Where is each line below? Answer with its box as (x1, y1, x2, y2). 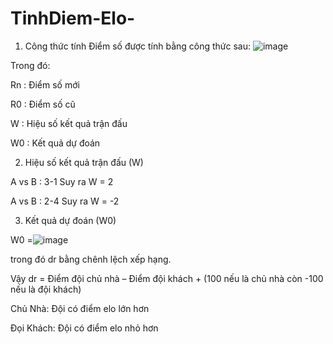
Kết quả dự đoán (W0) (24, 214, 117, 226)
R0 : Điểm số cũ (10, 98, 76, 110)
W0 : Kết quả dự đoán (10, 137, 101, 149)
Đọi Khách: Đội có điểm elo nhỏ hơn (10, 322, 159, 334)
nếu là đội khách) (10, 283, 82, 295)
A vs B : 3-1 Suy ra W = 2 (10, 175, 114, 187)
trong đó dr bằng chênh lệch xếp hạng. (10, 253, 172, 265)
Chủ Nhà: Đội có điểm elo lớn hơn (10, 302, 150, 314)
